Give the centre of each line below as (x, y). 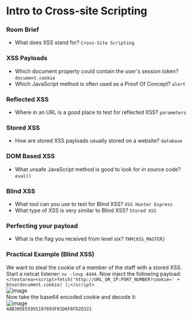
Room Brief (23, 30)
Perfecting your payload (42, 226)
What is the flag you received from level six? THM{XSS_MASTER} (90, 239)
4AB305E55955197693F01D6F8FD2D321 (49, 309)
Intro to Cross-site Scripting (77, 11)
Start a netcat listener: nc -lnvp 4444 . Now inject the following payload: (94, 273)
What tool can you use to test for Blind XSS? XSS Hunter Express (94, 204)
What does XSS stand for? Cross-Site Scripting (75, 42)
